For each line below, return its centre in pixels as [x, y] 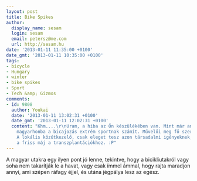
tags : [13, 61]
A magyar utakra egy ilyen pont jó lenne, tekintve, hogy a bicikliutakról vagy [98, 159]
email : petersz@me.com [39, 39]
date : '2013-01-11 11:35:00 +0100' [50, 50]
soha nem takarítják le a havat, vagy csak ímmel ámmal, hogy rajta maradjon [98, 166]
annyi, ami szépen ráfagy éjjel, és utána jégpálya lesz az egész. [83, 172]
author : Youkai [30, 110]
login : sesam [27, 33]
